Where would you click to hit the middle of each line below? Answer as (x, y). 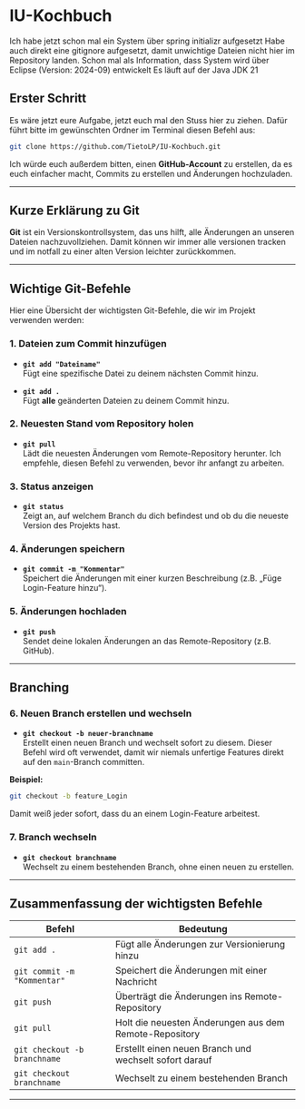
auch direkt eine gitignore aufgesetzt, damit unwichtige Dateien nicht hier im (152, 50)
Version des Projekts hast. (71, 525)
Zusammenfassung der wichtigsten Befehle (136, 903)
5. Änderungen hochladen (68, 612)
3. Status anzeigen (51, 486)
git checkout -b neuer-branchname (88, 734)
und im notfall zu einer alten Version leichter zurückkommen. (123, 251)
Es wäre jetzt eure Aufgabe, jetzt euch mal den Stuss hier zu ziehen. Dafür (148, 120)
